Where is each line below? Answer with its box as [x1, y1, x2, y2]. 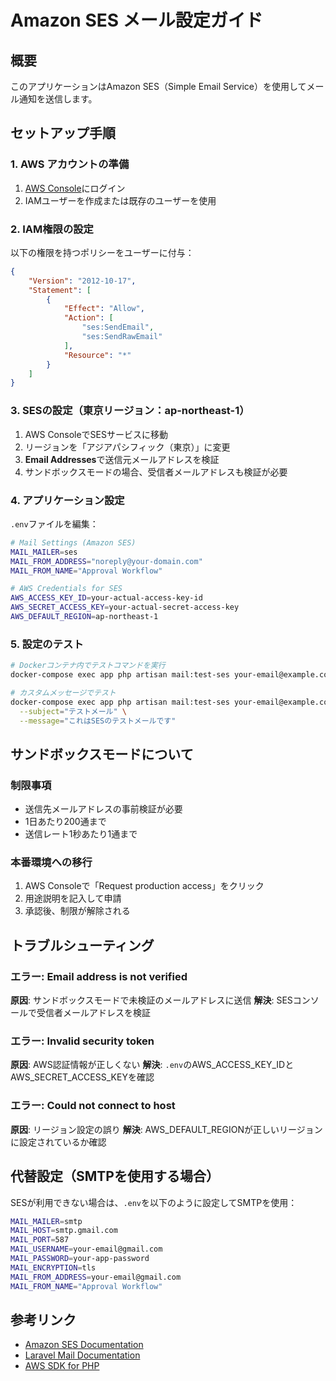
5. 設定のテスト [10, 637, 84, 651]
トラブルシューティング [10, 937, 155, 954]
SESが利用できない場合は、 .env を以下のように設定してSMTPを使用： [10, 1196, 298, 1208]
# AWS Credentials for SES [10, 584, 123, 594]
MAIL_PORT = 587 [10, 1235, 70, 1245]
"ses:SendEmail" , [81, 322, 155, 333]
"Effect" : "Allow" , [63, 304, 145, 314]
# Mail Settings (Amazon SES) [10, 537, 137, 548]
